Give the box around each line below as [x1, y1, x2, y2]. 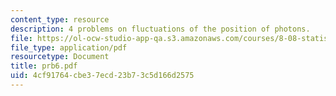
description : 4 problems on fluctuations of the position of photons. [10, 24, 311, 34]
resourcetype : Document [10, 52, 110, 62]
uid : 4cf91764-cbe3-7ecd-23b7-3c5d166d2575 [10, 71, 195, 81]
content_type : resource [10, 14, 110, 25]
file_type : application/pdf [10, 42, 128, 53]
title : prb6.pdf [10, 61, 78, 71]
